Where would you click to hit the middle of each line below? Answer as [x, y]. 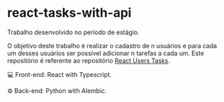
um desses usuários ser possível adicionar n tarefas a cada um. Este [106, 53]
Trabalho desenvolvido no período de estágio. [73, 32]
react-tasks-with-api [69, 13]
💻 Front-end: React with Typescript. [59, 74]
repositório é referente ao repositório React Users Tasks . [89, 60]
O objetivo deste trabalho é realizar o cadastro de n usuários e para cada [112, 45]
